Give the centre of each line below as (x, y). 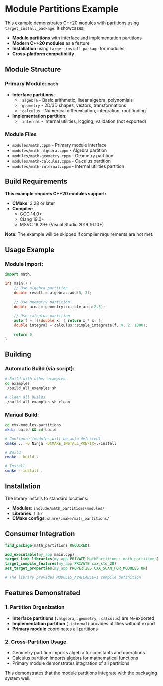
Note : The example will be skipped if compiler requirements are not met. (79, 234)
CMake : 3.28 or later (34, 203)
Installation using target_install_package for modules (68, 48)
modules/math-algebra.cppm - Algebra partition (60, 150)
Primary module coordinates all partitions (55, 629)
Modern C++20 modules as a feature (51, 43)
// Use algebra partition (41, 288)
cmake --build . (22, 457)
